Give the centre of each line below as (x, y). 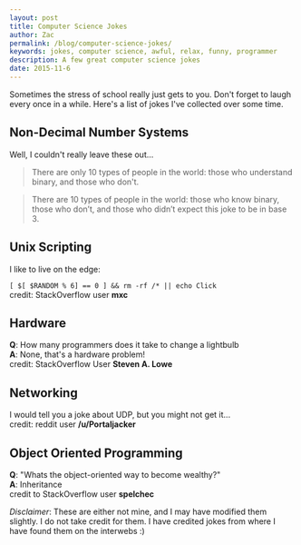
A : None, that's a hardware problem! (78, 354)
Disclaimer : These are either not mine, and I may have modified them (138, 511)
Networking (44, 393)
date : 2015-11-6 (40, 69)
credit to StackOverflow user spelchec (82, 494)
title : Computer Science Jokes (68, 26)
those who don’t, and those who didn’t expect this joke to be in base (159, 209)
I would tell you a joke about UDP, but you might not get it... (120, 415)
